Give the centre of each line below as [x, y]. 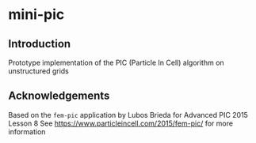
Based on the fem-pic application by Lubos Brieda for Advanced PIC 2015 [128, 115]
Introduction [40, 44]
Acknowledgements [59, 96]
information [27, 131]
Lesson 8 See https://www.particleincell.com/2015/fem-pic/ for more [121, 123]
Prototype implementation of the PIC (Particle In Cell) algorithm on [116, 62]
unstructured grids [38, 71]
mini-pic [36, 15]
